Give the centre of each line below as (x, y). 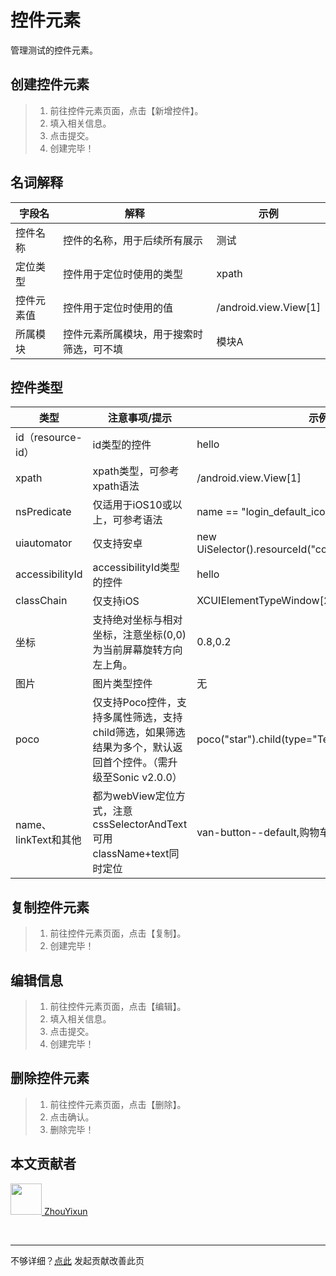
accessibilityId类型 (136, 568)
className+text (131, 854)
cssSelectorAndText (140, 824)
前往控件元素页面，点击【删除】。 (118, 1104)
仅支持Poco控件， (134, 703)
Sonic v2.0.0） (147, 778)
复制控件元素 (50, 907)
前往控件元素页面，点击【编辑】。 (118, 1006)
